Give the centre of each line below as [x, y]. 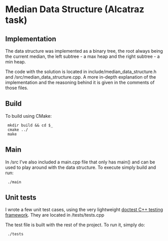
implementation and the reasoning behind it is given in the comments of [80, 82]
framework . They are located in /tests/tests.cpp [55, 215]
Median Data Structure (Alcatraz [75, 9]
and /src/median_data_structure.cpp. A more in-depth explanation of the [81, 77]
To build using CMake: [29, 116]
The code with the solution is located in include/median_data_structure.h [81, 72]
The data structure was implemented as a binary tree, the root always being [84, 51]
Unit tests [21, 198]
